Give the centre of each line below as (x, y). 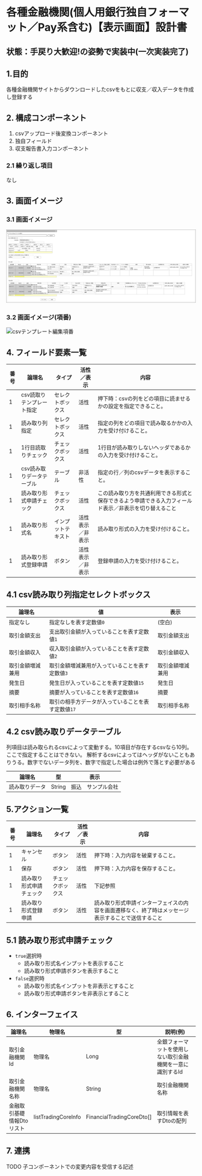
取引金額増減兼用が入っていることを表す (99, 666)
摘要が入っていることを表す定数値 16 (94, 692)
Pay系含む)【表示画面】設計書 (113, 27)
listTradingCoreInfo (57, 1117)
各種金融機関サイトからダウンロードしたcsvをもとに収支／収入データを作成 (100, 89)
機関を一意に (173, 1064)
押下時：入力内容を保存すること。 (136, 869)
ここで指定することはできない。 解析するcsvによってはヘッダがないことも (98, 755)
